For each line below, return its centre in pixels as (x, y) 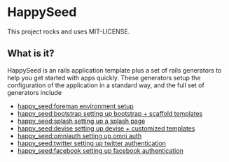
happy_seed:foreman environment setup (76, 106)
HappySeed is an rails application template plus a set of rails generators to (114, 70)
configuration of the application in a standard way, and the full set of (106, 85)
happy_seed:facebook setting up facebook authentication (100, 150)
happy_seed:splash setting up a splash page (81, 121)
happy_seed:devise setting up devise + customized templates (106, 128)
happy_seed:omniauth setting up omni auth (79, 135)
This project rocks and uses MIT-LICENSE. (69, 31)
